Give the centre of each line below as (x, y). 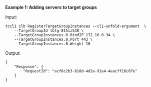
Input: (11, 17)
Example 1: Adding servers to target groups (51, 7)
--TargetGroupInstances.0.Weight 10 (52, 44)
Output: (13, 53)
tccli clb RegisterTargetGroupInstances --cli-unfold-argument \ (76, 26)
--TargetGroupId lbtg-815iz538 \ (49, 31)
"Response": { (29, 67)
